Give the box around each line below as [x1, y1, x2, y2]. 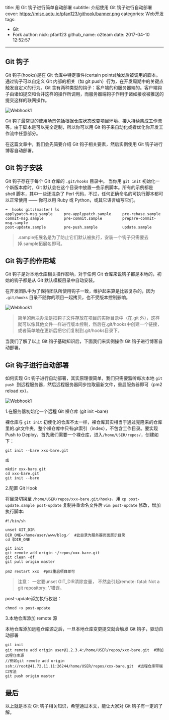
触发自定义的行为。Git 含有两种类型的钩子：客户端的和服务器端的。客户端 [5, 84, 158, 90]
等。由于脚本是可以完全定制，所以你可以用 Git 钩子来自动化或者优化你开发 [5, 124, 159, 130]
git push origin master [5, 674, 55, 679]
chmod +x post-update [5, 606, 51, 611]
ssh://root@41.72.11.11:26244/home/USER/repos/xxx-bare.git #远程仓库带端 [5, 664, 163, 669]
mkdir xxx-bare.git [5, 467, 46, 472]
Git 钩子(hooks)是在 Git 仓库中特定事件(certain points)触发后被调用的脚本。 [5, 72, 161, 78]
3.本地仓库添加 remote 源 [5, 615, 57, 621]
